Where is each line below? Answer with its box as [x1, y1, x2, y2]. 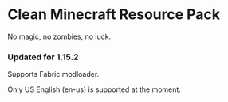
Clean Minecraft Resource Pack [7, 6, 221, 24]
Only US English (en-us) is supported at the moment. [7, 85, 181, 94]
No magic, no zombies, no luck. [7, 32, 112, 41]
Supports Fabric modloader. [7, 70, 100, 79]
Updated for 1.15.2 [7, 51, 79, 62]
